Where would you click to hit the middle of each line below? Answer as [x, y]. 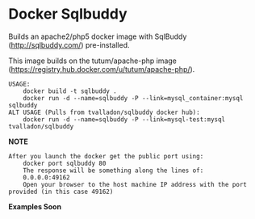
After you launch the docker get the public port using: [106, 156]
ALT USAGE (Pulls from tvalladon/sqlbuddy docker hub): [104, 112]
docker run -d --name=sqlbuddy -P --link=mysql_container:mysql [133, 98]
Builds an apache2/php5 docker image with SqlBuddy [98, 36]
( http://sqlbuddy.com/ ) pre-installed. [69, 44]
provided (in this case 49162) [61, 192]
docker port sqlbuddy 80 [65, 163]
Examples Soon [35, 206]
